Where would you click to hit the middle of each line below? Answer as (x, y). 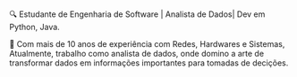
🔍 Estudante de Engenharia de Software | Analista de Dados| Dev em (137, 14)
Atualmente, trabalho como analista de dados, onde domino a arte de (137, 54)
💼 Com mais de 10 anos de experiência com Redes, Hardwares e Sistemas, (147, 44)
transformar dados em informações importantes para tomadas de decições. (149, 63)
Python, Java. (34, 27)
